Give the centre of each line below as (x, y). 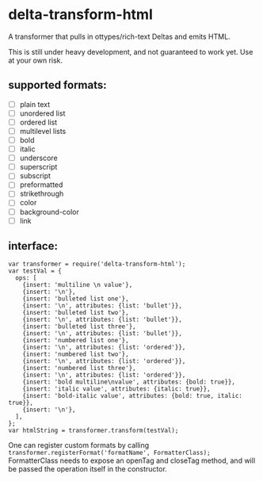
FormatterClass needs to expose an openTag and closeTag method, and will (132, 460)
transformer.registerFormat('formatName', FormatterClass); (110, 453)
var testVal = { (35, 271)
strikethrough (42, 194)
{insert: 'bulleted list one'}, (76, 299)
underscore (38, 158)
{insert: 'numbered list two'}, (76, 354)
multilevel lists (43, 131)
